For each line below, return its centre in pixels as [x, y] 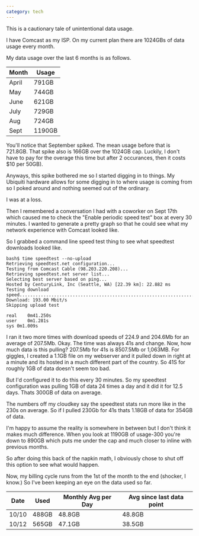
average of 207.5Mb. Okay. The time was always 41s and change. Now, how [99, 343]
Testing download [28, 290]
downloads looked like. [34, 248]
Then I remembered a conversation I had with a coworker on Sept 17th [92, 211]
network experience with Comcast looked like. [63, 230]
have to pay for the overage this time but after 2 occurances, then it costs [96, 158]
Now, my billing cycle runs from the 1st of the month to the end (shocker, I [96, 476]
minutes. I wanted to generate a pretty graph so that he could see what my [97, 223]
